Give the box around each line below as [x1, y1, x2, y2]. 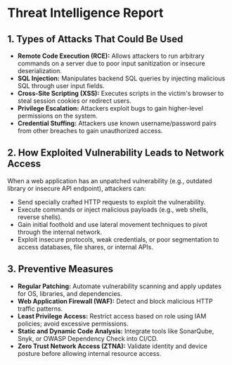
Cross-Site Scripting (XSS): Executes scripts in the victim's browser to [17, 89, 224, 97]
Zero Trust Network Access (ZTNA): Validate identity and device [17, 342, 208, 350]
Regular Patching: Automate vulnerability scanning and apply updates [17, 282, 221, 290]
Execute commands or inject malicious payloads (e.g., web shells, [17, 205, 209, 214]
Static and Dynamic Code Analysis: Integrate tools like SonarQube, [17, 326, 214, 335]
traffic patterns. [17, 304, 63, 313]
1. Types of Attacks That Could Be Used [7, 33, 183, 45]
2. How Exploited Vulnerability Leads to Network [7, 147, 225, 159]
